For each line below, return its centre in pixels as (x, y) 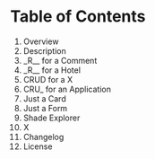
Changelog (43, 137)
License (38, 146)
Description (44, 50)
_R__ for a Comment (60, 60)
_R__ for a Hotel (52, 70)
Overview (41, 41)
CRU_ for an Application (67, 89)
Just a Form (45, 108)
